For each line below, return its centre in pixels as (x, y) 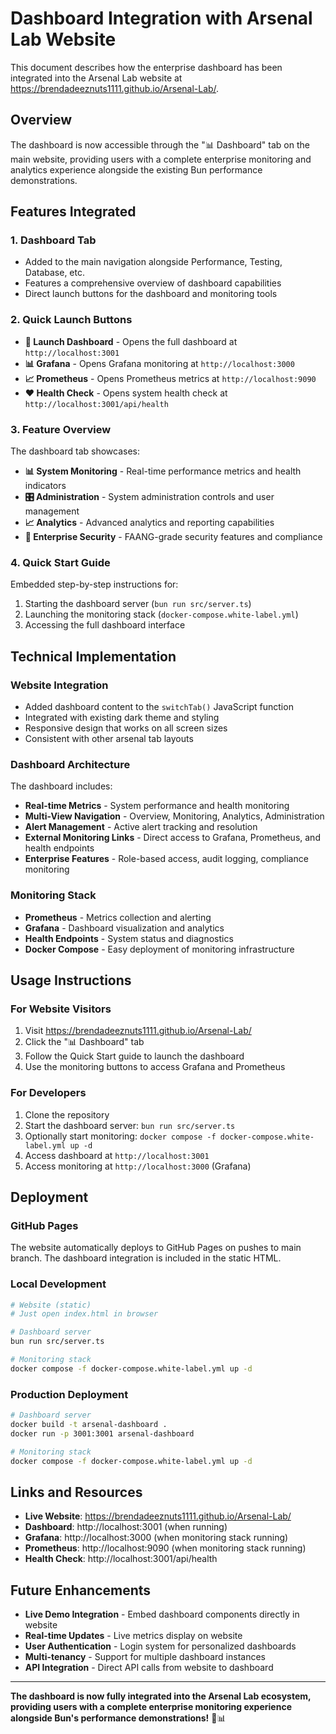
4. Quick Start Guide (60, 562)
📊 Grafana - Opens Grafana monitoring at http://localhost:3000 (159, 363)
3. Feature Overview (61, 429)
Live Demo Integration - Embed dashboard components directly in (162, 1614)
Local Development (58, 1284)
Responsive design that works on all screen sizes (126, 728)
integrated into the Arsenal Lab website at (96, 78)
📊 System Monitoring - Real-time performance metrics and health (163, 471)
